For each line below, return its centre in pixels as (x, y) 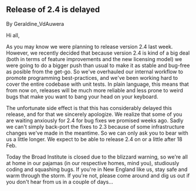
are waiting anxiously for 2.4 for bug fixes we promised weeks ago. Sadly (95, 120)
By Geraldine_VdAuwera (35, 24)
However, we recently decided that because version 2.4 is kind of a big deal (98, 53)
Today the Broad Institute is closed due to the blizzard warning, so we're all (97, 157)
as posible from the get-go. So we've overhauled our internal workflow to (95, 71)
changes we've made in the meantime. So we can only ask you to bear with (97, 133)
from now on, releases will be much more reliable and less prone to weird (95, 90)
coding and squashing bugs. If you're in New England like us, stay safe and (97, 169)
